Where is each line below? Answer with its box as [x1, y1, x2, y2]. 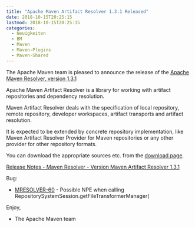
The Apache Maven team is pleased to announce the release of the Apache [6, 68, 190, 75]
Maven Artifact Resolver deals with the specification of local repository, [6, 104, 180, 111]
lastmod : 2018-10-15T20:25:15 [6, 19, 81, 25]
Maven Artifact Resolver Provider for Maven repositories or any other [6, 134, 174, 141]
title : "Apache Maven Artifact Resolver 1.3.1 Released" [6, 8, 149, 15]
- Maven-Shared [11, 52, 49, 58]
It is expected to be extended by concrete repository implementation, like [6, 128, 184, 135]
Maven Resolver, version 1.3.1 [6, 75, 77, 82]
